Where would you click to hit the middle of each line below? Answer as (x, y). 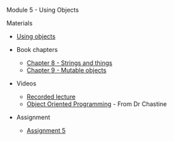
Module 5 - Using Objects (43, 10)
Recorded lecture (51, 97)
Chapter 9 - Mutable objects (66, 70)
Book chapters (37, 50)
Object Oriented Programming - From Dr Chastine (97, 104)
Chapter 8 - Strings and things (70, 63)
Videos (26, 84)
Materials (20, 23)
